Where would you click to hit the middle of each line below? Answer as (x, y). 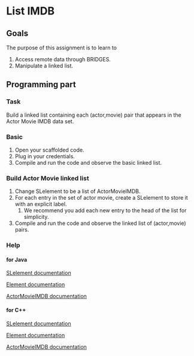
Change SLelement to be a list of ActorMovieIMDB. (78, 191)
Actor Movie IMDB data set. (40, 121)
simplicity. (36, 217)
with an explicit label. (41, 204)
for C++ (16, 310)
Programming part (41, 84)
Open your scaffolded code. (49, 150)
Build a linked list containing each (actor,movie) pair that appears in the (94, 115)
